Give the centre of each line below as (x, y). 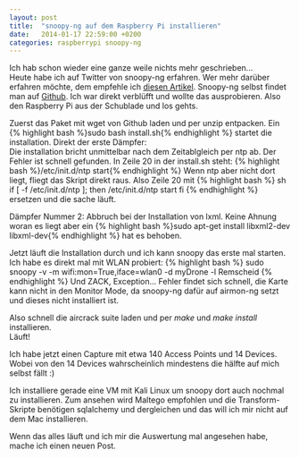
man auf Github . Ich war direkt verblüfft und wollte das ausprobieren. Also (145, 97)
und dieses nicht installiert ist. (64, 301)
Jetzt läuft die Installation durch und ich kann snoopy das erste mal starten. (148, 253)
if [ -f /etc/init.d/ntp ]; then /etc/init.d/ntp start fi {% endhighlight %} (134, 190)
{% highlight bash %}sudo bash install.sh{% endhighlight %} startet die (141, 133)
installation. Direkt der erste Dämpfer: (78, 142)
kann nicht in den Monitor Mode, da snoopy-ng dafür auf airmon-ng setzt (144, 291)
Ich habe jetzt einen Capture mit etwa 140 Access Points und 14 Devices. (143, 354)
